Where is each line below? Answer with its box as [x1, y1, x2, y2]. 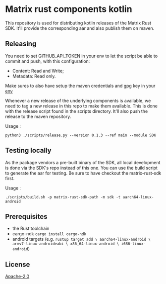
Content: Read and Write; [12, 68, 64, 74]
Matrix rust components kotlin [5, 3, 132, 15]
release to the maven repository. [5, 113, 71, 119]
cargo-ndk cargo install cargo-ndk [12, 231, 87, 237]
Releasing [5, 40, 37, 48]
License [5, 260, 30, 269]
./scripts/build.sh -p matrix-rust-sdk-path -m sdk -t [5, 194, 121, 199]
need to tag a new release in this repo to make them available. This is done [5, 103, 158, 109]
